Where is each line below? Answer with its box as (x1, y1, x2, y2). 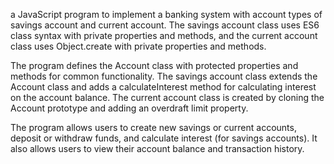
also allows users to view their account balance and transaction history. (10, 143, 305, 154)
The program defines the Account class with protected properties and (10, 60, 299, 71)
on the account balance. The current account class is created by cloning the (10, 92, 325, 103)
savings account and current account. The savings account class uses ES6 (10, 19, 320, 31)
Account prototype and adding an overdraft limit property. (10, 102, 249, 114)
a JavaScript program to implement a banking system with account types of (10, 9, 323, 20)
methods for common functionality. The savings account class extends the (10, 70, 318, 82)
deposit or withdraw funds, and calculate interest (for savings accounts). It (10, 132, 318, 144)
